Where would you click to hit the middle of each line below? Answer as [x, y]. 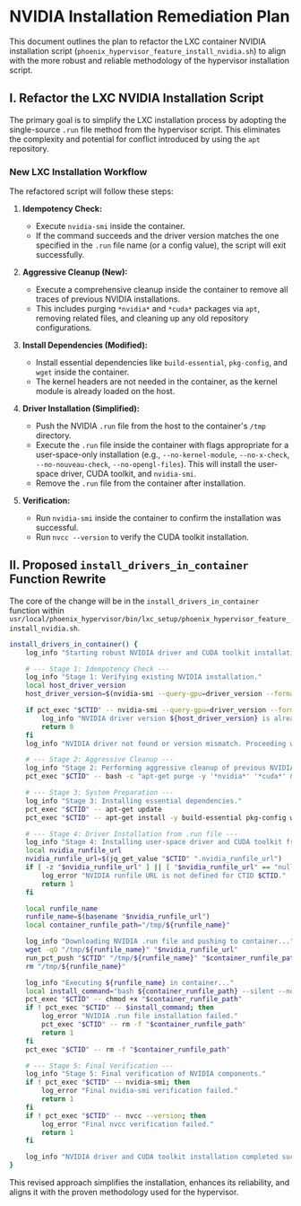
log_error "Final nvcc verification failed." [128, 1124]
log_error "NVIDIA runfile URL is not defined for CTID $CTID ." [164, 876]
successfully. [60, 255]
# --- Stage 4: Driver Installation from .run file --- [132, 834]
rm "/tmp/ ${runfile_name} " [76, 966]
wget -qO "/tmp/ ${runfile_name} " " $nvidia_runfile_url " [132, 950]
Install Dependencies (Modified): [85, 345]
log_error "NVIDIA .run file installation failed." [140, 1017]
